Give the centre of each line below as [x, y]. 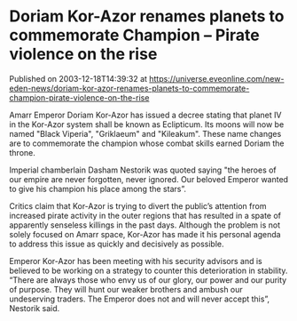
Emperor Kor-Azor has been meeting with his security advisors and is [136, 261]
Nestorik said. [35, 308]
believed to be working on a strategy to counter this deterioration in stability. [148, 270]
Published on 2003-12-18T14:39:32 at [78, 78]
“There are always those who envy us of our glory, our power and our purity [148, 280]
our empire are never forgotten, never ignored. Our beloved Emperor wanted [149, 179]
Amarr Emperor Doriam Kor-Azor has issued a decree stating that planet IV [145, 115]
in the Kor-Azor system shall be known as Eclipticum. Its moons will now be [147, 124]
